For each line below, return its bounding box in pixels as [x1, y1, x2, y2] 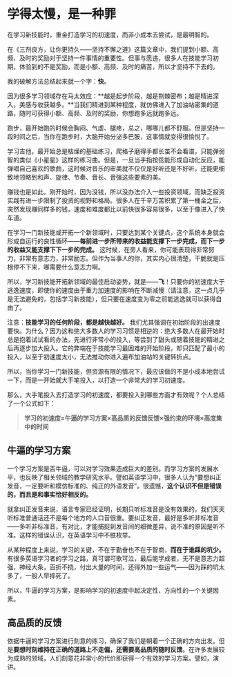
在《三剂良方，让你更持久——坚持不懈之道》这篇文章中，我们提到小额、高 [7, 45, 219, 53]
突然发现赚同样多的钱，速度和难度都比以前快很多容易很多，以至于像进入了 [7, 204, 219, 213]
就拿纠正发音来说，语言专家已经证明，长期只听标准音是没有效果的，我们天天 [7, 505, 225, 513]
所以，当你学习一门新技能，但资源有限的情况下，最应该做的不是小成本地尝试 [7, 367, 225, 375]
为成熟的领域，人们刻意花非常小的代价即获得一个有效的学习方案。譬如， [7, 654, 213, 662]
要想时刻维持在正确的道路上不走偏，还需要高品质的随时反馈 [13, 645, 183, 654]
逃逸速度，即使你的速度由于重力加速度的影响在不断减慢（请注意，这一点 [7, 286, 213, 294]
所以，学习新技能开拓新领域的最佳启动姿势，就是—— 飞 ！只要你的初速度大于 [7, 277, 225, 285]
